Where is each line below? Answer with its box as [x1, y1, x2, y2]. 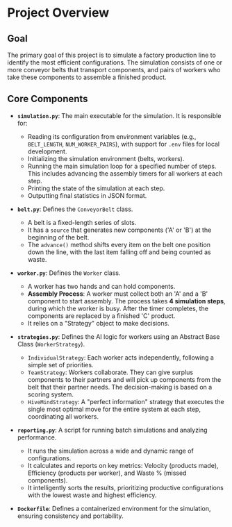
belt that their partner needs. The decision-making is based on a [27, 383, 213, 391]
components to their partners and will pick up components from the [27, 375, 222, 383]
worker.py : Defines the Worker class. [17, 269, 121, 277]
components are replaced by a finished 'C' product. [27, 311, 176, 320]
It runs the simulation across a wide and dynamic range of [27, 446, 194, 455]
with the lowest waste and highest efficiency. [27, 491, 157, 499]
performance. [17, 433, 57, 442]
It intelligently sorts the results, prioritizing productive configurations [27, 483, 224, 492]
